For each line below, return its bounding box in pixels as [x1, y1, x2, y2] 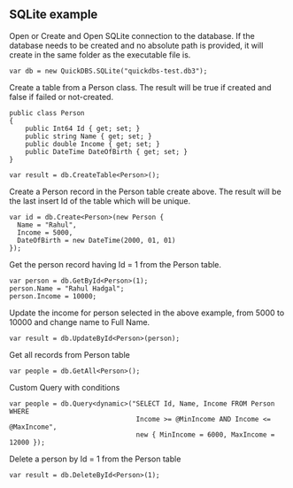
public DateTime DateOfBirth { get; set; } [25, 147, 189, 156]
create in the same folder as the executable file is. [9, 49, 191, 60]
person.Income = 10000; [9, 291, 97, 300]
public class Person [9, 108, 86, 118]
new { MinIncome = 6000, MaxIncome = [135, 430, 275, 439]
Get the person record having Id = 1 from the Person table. [9, 259, 222, 269]
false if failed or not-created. [9, 91, 113, 102]
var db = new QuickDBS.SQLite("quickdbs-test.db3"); [9, 66, 208, 75]
